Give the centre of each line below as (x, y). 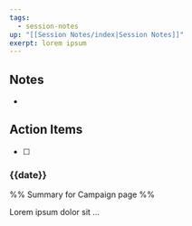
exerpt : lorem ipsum (48, 43)
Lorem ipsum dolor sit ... (54, 212)
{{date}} (28, 174)
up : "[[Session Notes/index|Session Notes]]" (96, 34)
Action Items (46, 130)
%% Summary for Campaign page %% (82, 194)
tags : (19, 18)
